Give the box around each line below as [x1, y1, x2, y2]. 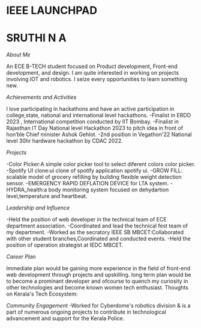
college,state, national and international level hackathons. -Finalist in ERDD [6, 112, 191, 119]
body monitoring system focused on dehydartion [48, 186, 169, 193]
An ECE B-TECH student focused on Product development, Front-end [6, 63, 178, 70]
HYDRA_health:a [6, 186, 47, 193]
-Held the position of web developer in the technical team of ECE [6, 216, 167, 223]
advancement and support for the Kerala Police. [6, 315, 125, 322]
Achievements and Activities [6, 94, 77, 101]
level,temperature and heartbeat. [6, 193, 88, 200]
